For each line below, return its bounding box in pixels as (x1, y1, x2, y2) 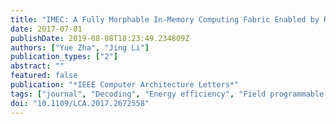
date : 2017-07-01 (10, 24, 83, 34)
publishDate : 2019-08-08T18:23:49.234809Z (10, 33, 190, 43)
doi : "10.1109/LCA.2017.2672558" (10, 98, 150, 108)
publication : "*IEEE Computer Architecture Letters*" (10, 80, 240, 90)
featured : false (10, 71, 78, 81)
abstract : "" (10, 61, 65, 71)
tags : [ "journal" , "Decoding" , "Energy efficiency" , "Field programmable (10, 89, 325, 99)
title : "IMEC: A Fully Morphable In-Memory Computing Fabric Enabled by (10, 14, 320, 25)
